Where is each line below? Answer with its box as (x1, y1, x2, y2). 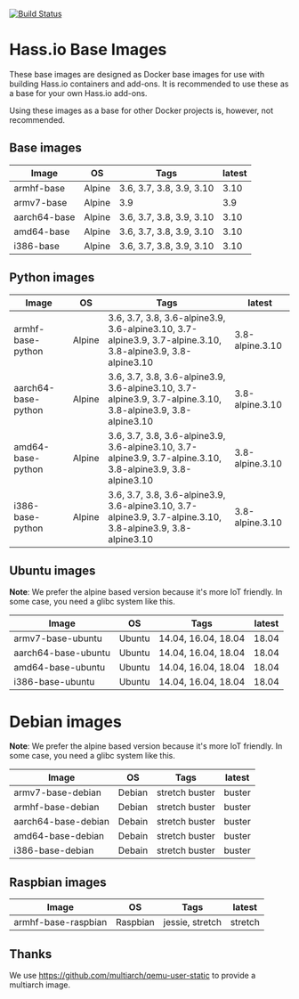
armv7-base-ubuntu (13, 632, 102, 645)
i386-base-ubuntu (13, 676, 95, 688)
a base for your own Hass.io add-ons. (9, 87, 148, 98)
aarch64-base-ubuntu (13, 646, 111, 659)
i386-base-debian (13, 844, 94, 857)
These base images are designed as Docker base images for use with (9, 69, 265, 79)
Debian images (9, 711, 122, 732)
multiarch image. (9, 979, 71, 990)
